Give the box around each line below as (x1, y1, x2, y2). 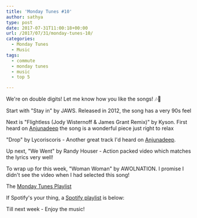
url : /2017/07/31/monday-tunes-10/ (6, 31, 94, 36)
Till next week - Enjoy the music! (6, 206, 85, 213)
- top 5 (11, 74, 31, 80)
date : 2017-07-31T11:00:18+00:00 (6, 25, 88, 31)
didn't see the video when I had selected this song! (6, 172, 130, 179)
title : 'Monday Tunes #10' (6, 8, 72, 15)
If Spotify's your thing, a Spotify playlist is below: (6, 194, 125, 202)
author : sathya (6, 14, 44, 20)
